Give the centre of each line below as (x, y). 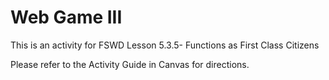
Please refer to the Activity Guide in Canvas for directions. (130, 64)
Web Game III (66, 17)
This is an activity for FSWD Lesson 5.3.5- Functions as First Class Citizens (165, 45)
